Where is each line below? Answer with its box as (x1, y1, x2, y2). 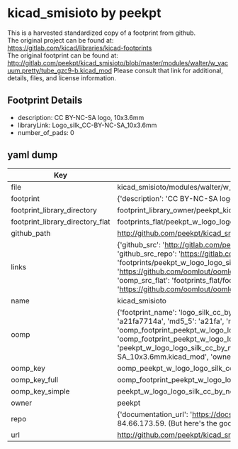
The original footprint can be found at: (7, 51, 118, 60)
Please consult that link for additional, (113, 66, 223, 75)
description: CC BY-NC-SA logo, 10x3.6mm (17, 113, 144, 121)
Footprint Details (7, 94, 83, 107)
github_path (11, 228, 51, 238)
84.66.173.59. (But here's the (116, 418, 217, 428)
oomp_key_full (11, 374, 59, 384)
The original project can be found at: (7, 36, 114, 44)
